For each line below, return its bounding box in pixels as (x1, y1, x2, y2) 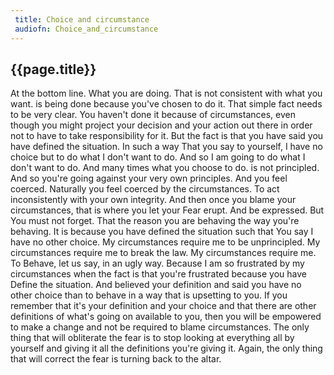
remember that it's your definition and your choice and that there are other (10, 300, 317, 312)
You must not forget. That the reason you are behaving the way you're (10, 215, 300, 227)
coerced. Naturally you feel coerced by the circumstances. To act (10, 183, 280, 195)
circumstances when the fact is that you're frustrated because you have (10, 268, 307, 280)
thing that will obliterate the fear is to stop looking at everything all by (10, 332, 295, 344)
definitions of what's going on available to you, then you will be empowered (10, 311, 322, 323)
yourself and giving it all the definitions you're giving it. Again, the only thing (10, 342, 323, 355)
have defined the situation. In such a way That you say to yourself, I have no (10, 141, 323, 153)
